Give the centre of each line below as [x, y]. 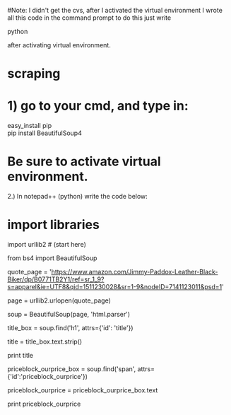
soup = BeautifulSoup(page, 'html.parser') [69, 314]
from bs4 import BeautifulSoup [52, 258]
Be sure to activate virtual [84, 162]
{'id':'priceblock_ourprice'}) [48, 376]
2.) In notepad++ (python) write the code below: [78, 197]
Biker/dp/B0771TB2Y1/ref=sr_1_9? [56, 279]
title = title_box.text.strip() [45, 341]
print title [20, 355]
